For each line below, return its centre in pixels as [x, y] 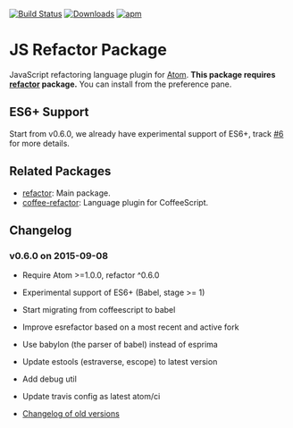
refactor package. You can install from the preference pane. [121, 84]
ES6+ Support [49, 112]
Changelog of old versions [71, 414]
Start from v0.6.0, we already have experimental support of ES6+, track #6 [146, 133]
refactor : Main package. [66, 193]
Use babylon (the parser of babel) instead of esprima [120, 345]
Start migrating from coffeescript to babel [99, 310]
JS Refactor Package [88, 50]
